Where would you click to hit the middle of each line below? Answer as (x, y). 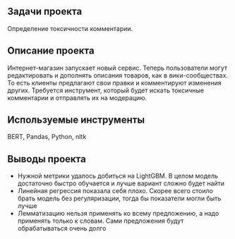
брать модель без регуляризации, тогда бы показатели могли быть (119, 198)
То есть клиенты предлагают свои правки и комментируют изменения (114, 82)
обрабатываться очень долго (62, 228)
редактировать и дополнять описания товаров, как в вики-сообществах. (117, 75)
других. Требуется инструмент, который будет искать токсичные (106, 90)
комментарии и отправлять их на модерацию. (77, 97)
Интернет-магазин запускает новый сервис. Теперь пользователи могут (117, 68)
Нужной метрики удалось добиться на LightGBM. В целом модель (118, 176)
